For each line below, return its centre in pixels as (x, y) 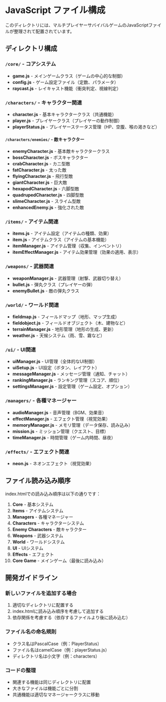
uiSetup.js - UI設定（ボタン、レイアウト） (56, 368)
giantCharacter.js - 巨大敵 (40, 182)
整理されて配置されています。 (44, 31)
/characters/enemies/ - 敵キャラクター (45, 139)
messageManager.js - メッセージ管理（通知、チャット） (71, 374)
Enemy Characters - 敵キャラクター (50, 529)
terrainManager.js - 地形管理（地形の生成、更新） (64, 329)
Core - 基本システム (33, 504)
